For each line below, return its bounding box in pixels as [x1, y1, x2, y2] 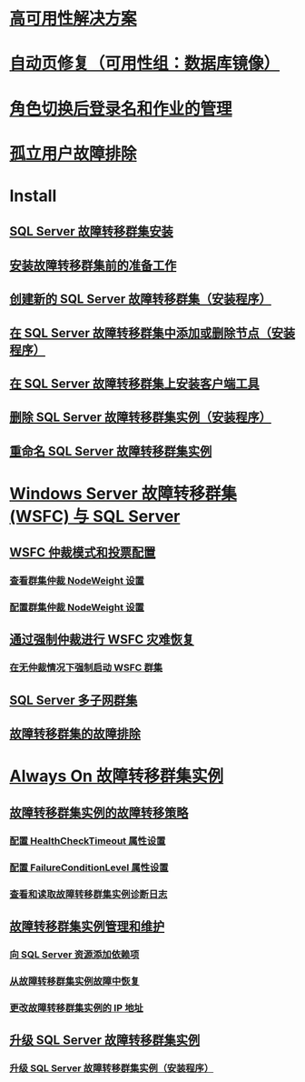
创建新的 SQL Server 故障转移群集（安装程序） [9, 292, 272, 307]
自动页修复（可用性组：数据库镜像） [9, 54, 280, 74]
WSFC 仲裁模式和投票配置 [9, 545, 156, 560]
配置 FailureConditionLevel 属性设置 [9, 861, 169, 874]
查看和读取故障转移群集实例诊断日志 [9, 887, 168, 900]
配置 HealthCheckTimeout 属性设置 [9, 834, 166, 847]
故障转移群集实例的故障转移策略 [9, 805, 189, 820]
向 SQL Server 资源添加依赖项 [9, 947, 140, 960]
